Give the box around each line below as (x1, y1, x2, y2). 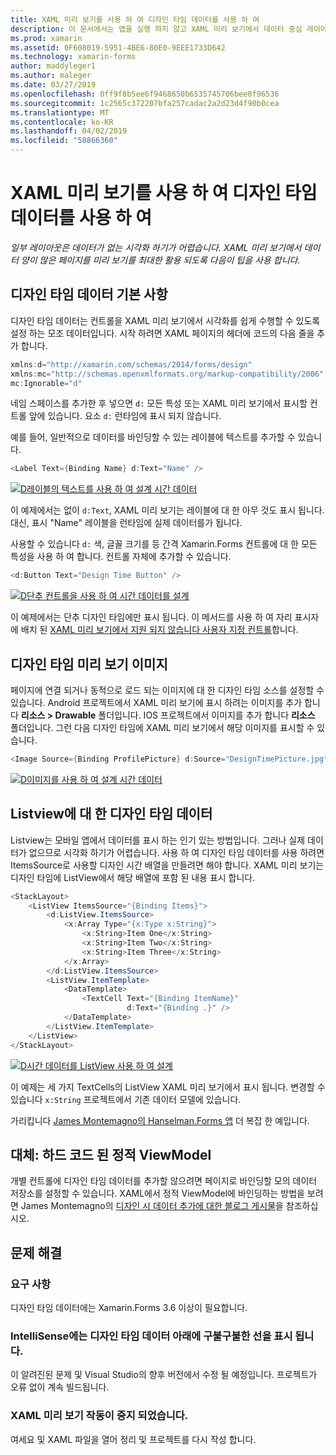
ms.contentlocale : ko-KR (10, 117, 114, 127)
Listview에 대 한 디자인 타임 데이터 (10, 806, 213, 823)
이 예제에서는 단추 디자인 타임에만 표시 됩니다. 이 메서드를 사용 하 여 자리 (10, 611, 293, 623)
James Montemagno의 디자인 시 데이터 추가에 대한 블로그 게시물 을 (20, 1200, 284, 1212)
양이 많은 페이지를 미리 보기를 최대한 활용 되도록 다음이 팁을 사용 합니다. (20, 254, 301, 266)
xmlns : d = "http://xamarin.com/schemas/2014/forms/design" (10, 359, 253, 370)
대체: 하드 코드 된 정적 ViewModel (10, 1146, 212, 1163)
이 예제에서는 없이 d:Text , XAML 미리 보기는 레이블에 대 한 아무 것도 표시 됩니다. (10, 504, 325, 516)
